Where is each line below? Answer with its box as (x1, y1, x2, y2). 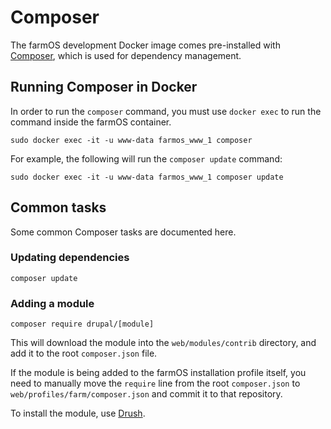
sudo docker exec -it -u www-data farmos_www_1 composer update (10, 172, 284, 182)
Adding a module (10, 296, 95, 310)
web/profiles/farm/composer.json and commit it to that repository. (10, 388, 283, 400)
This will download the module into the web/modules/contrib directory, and (10, 337, 317, 349)
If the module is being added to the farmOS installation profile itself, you (10, 367, 307, 379)
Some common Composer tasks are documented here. (10, 226, 237, 238)
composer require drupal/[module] (10, 319, 155, 330)
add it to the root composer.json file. (10, 347, 158, 360)
